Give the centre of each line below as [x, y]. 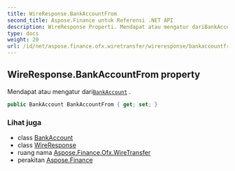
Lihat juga [24, 122]
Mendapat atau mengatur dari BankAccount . [69, 91]
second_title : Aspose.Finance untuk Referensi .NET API [90, 20]
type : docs [23, 33]
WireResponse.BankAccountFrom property [104, 75]
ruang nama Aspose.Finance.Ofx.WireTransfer [84, 152]
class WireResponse [47, 145]
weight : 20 [23, 40]
